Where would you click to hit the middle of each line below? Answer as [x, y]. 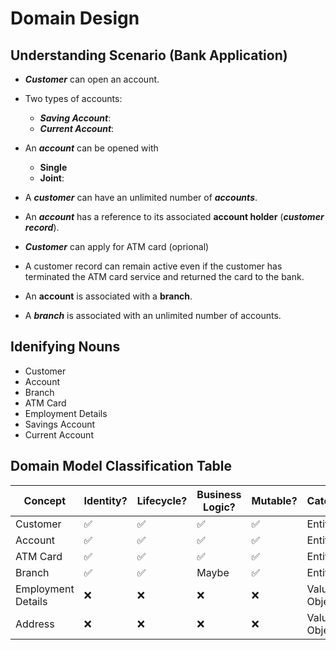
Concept [45, 500]
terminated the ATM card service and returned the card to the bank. [164, 276]
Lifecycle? [162, 500]
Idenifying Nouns [65, 347]
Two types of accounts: [73, 98]
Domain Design [75, 18]
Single [53, 167]
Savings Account [60, 424]
